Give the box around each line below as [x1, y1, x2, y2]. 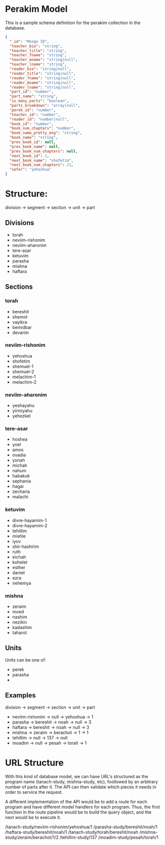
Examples [5, 691, 36, 699]
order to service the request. [5, 789, 63, 795]
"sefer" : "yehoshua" [9, 167, 52, 172]
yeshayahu [12, 402, 35, 409]
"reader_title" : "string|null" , [9, 71, 76, 76]
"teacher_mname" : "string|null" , [9, 58, 78, 62]
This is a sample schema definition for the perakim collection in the [5, 20, 141, 26]
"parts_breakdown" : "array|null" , [9, 103, 80, 108]
